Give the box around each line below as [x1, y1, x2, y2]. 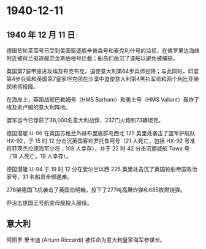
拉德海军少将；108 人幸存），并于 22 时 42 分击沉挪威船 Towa [27, 145, 183, 152]
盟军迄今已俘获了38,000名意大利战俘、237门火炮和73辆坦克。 [6, 117, 164, 124]
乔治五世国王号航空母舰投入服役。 [6, 199, 93, 206]
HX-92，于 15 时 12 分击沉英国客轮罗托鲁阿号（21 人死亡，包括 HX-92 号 [6, 137, 190, 144]
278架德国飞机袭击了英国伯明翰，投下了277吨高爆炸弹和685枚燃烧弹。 [6, 186, 186, 193]
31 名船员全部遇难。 [22, 173, 73, 180]
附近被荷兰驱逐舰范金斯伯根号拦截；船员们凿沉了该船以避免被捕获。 [6, 54, 178, 62]
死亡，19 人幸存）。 [24, 152, 72, 160]
